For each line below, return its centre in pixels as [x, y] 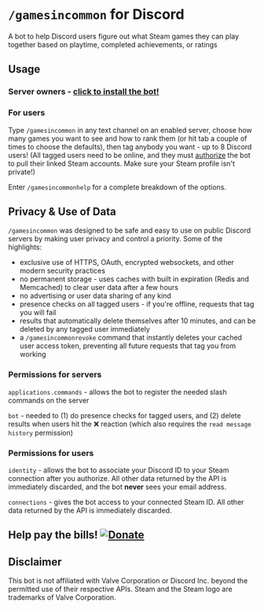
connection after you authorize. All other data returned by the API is [117, 478]
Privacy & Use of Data [62, 211]
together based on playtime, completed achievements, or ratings [113, 44]
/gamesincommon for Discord [96, 15]
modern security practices [62, 271]
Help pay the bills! [53, 535]
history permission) [40, 432]
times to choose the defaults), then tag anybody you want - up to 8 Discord [130, 146]
